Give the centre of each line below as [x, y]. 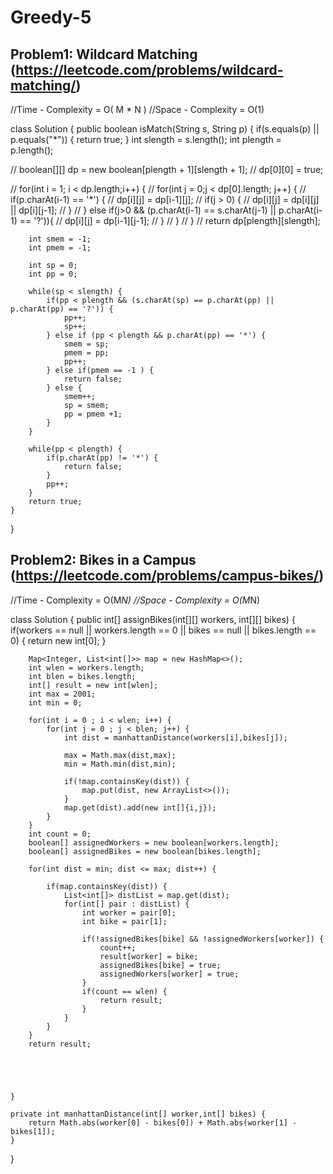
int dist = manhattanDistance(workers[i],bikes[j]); [175, 737]
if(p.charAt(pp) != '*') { [102, 458]
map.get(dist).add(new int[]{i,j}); [140, 807]
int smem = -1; [60, 239]
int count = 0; [60, 834]
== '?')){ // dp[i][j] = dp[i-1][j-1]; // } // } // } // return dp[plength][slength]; [170, 220]
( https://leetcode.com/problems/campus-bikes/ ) [167, 576]
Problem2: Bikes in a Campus [103, 560]
